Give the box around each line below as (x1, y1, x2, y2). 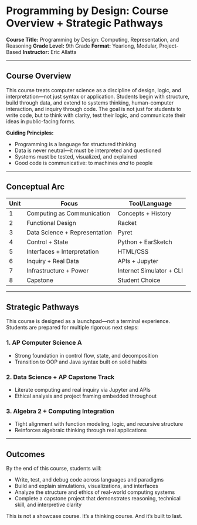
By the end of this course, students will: (6, 465, 102, 472)
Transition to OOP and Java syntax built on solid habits (14, 358, 147, 365)
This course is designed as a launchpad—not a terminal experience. (6, 318, 171, 325)
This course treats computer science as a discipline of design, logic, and (6, 86, 182, 93)
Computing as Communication (26, 209, 110, 217)
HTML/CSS (117, 247, 149, 255)
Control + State (26, 238, 69, 246)
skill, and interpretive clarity (14, 501, 82, 509)
